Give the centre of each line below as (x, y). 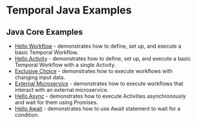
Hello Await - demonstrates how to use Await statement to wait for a (97, 109)
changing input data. (40, 77)
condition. (27, 115)
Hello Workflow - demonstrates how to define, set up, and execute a (98, 46)
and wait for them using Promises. (56, 102)
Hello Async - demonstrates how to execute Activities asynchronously (100, 96)
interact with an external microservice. (62, 90)
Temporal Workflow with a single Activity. (65, 65)
